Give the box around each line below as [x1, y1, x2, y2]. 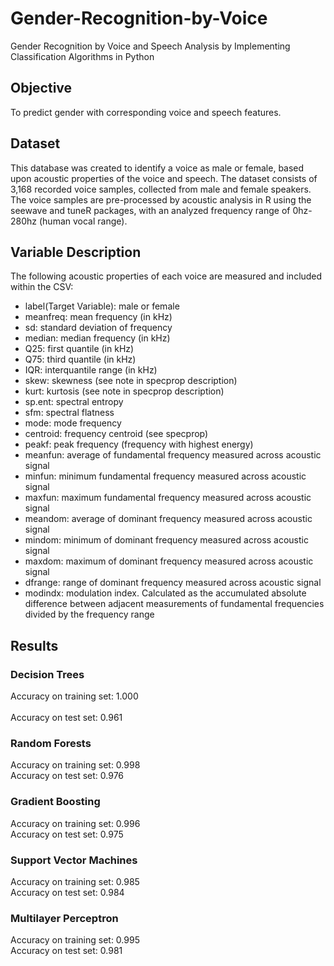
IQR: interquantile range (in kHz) [24, 364, 158, 376]
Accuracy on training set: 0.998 [10, 759, 141, 771]
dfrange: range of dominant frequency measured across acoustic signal [24, 577, 322, 589]
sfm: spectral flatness [24, 407, 115, 419]
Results [10, 637, 59, 654]
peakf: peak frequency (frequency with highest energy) [24, 438, 254, 451]
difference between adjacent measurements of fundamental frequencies [24, 598, 325, 610]
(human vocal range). [38, 215, 128, 227]
